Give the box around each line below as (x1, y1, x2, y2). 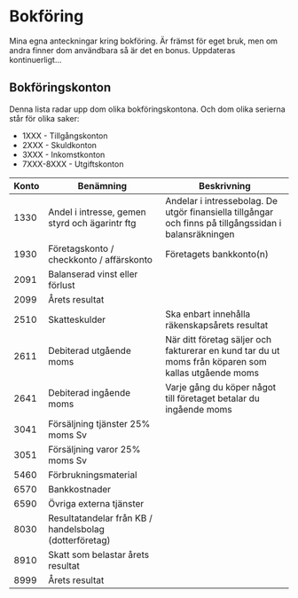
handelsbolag (48, 523, 105, 535)
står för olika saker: (9, 113, 80, 123)
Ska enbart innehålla (165, 308, 251, 320)
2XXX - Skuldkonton (21, 139, 98, 150)
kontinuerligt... (9, 54, 62, 65)
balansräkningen (165, 228, 235, 240)
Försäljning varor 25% (48, 443, 141, 455)
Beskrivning (199, 179, 251, 192)
